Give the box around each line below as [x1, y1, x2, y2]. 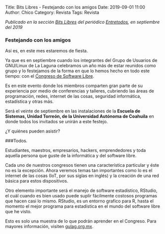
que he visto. [5, 209, 32, 215]
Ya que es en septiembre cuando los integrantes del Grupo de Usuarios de [5, 57, 158, 63]
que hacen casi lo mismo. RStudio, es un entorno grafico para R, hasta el [5, 198, 154, 204]
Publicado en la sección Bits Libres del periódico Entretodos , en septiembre [5, 19, 160, 25]
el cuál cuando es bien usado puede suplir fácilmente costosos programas [5, 193, 158, 199]
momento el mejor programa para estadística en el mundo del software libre [5, 203, 160, 209]
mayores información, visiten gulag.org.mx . [5, 224, 94, 230]
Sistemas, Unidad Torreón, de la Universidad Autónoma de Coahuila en [5, 113, 155, 119]
